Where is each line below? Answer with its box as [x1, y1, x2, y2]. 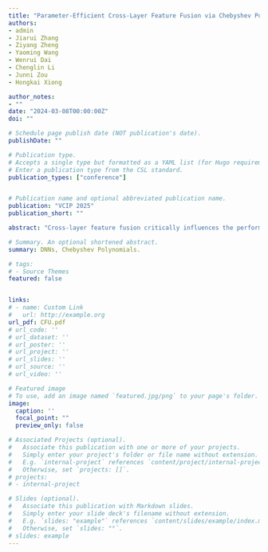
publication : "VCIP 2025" [8, 202, 94, 210]
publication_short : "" [8, 209, 84, 217]
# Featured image [8, 384, 66, 393]
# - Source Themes [8, 268, 69, 276]
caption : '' [15, 407, 56, 415]
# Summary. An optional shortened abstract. [8, 238, 159, 246]
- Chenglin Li [8, 64, 56, 72]
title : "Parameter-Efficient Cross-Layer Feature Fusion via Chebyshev [8, 11, 251, 20]
